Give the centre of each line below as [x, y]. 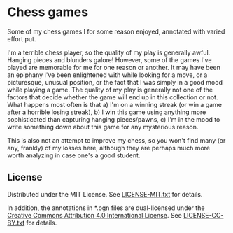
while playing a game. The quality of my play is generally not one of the [110, 90]
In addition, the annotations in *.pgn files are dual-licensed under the [106, 208]
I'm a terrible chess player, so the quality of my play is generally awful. [109, 52]
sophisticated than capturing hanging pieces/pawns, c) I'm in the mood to [114, 119]
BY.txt [16, 223]
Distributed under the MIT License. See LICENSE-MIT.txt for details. [105, 194]
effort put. [22, 38]
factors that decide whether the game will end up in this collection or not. [113, 97]
